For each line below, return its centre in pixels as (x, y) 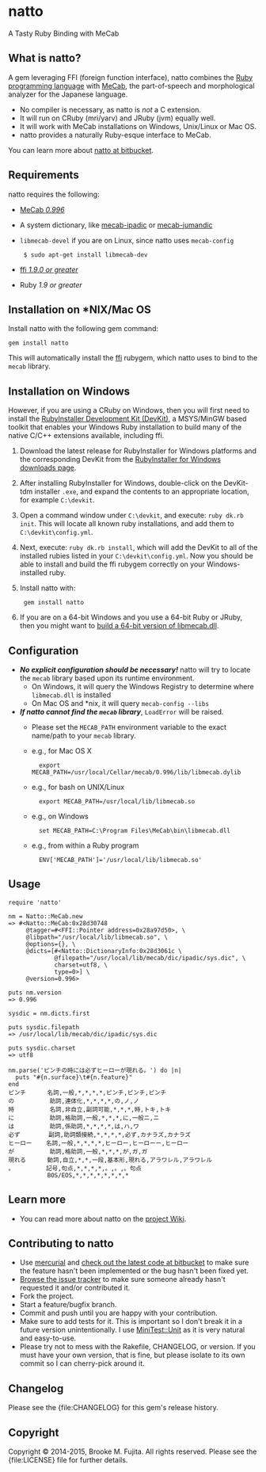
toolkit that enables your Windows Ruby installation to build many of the (125, 427)
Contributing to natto (61, 1243)
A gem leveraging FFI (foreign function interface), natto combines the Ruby (131, 77)
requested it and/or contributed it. (75, 1288)
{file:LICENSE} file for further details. (68, 1460)
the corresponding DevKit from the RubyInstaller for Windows (120, 460)
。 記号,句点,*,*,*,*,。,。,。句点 (75, 1168)
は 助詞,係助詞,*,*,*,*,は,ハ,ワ (74, 1126)
